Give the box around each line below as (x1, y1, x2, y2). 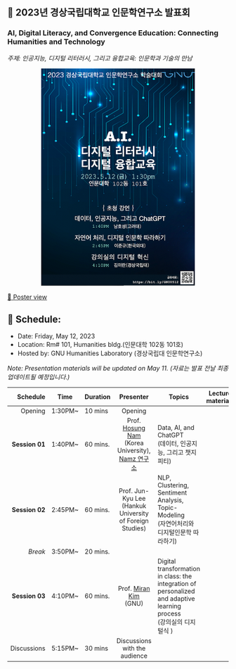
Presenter (119, 393, 149, 401)
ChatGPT (157, 431, 184, 439)
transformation (157, 564, 200, 573)
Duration (84, 393, 111, 401)
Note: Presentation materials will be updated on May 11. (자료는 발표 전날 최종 (7, 364, 229, 373)
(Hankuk (122, 502, 147, 510)
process (157, 609, 181, 618)
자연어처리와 (159, 519, 195, 528)
